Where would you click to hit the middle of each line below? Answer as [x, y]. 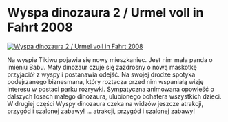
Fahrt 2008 [40, 27]
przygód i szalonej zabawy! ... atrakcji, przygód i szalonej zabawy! [101, 111]
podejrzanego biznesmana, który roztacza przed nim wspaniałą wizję [105, 81]
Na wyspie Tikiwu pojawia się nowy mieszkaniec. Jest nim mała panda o [110, 59]
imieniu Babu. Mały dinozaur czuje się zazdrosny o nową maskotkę [102, 67]
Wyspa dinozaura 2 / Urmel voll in [105, 13]
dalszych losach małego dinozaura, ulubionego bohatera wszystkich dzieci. [114, 96]
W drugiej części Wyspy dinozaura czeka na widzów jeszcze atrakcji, [105, 103]
